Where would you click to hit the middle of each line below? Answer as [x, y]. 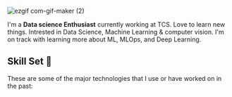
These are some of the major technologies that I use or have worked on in [115, 78]
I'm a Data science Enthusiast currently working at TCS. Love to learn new [116, 24]
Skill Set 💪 [30, 62]
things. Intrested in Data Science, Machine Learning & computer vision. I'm [116, 32]
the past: [20, 86]
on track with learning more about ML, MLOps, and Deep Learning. [104, 39]
